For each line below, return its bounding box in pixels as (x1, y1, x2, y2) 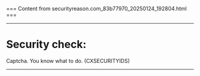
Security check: (6, 38, 87, 51)
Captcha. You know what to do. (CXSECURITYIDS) (6, 57, 130, 64)
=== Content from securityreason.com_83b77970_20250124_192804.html (6, 5, 187, 12)
